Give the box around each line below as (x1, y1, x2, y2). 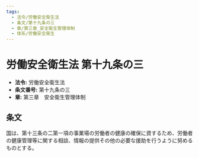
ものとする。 (6, 144, 37, 151)
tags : (6, 8, 20, 15)
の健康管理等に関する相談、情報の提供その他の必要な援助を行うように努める (6, 137, 193, 144)
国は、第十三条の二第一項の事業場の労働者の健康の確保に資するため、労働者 (6, 129, 193, 136)
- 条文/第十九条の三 (11, 20, 55, 25)
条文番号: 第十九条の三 (14, 86, 70, 94)
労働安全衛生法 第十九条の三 (6, 58, 144, 72)
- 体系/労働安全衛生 (11, 31, 55, 37)
